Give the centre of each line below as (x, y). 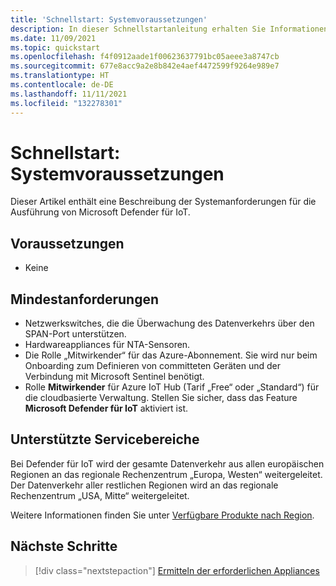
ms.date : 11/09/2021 (53, 38)
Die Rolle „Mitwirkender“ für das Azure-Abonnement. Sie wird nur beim (171, 355)
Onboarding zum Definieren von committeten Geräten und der (152, 366)
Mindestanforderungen (85, 299)
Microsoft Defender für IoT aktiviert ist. (106, 408)
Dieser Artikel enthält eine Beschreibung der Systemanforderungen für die (163, 202)
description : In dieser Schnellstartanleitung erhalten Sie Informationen (169, 29)
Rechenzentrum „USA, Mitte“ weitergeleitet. (100, 495)
